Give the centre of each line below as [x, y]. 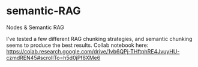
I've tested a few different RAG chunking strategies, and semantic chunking [99, 39]
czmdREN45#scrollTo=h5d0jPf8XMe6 [53, 58]
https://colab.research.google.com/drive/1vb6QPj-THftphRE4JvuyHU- [93, 51]
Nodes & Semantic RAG [35, 27]
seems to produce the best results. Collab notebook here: [77, 45]
